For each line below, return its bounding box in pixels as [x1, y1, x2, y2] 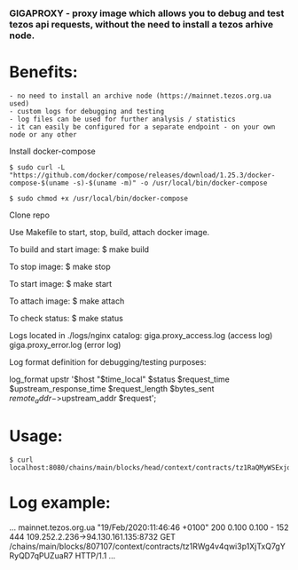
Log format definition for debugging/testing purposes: [9, 356, 207, 367]
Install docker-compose [9, 146, 96, 156]
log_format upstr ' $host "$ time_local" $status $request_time [9, 374, 231, 384]
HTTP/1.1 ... [74, 550, 116, 561]
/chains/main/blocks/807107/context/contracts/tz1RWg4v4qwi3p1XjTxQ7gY [9, 541, 286, 551]
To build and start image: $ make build [9, 243, 149, 255]
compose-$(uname [9, 178, 69, 187]
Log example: [9, 492, 111, 512]
